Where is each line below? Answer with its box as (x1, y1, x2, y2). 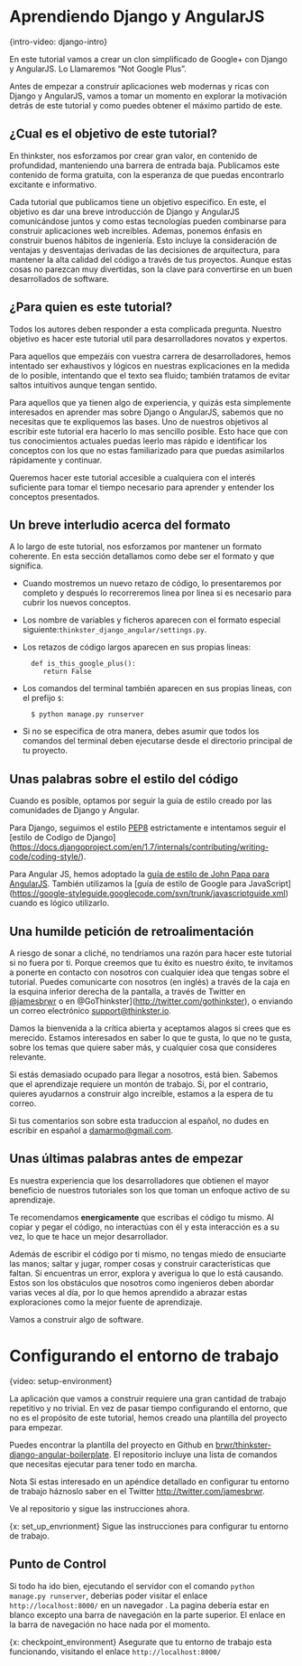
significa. (9, 560, 43, 571)
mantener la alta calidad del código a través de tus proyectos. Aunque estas (9, 254, 292, 265)
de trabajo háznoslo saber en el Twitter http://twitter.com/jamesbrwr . (9, 1485, 265, 1496)
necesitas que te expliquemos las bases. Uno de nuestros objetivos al (9, 416, 269, 426)
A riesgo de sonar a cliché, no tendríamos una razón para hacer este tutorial (9, 948, 292, 959)
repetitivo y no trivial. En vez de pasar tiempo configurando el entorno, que (9, 1402, 288, 1413)
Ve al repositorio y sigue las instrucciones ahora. (9, 1502, 190, 1514)
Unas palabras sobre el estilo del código (9, 771, 239, 787)
